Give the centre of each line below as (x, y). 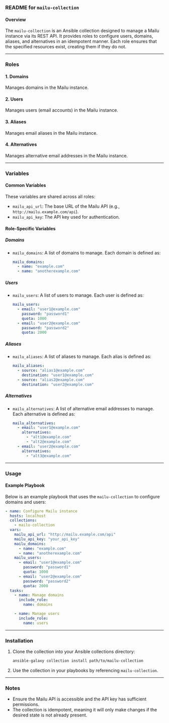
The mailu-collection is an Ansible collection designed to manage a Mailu (82, 31)
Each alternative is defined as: (44, 414)
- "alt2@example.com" (49, 442)
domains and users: (26, 502)
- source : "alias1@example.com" (51, 371)
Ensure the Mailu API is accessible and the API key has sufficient (79, 699)
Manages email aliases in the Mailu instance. (52, 133)
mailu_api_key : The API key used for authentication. (66, 217)
